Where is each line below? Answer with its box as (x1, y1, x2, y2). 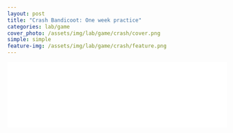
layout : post (7, 10, 45, 17)
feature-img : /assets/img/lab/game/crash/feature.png (7, 42, 167, 49)
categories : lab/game (7, 23, 70, 30)
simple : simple (7, 36, 52, 43)
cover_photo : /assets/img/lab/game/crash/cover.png (7, 29, 160, 37)
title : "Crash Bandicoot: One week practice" (7, 17, 142, 24)
